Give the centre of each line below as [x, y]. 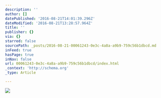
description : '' [22, 9]
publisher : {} [20, 32]
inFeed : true [18, 50]
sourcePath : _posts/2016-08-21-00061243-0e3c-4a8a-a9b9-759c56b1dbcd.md [81, 46]
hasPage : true [20, 55]
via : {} [13, 37]
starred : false [21, 41]
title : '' [15, 28]
